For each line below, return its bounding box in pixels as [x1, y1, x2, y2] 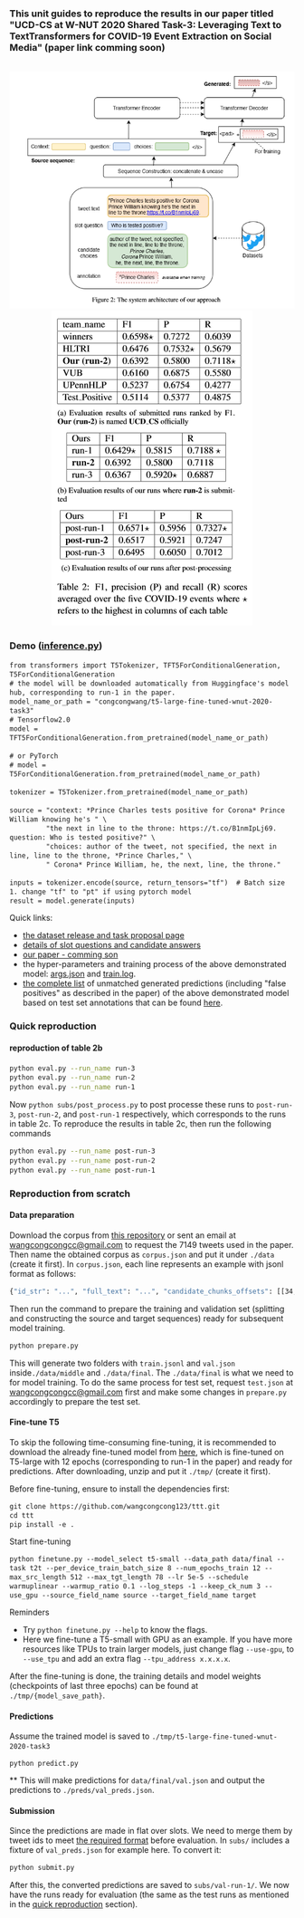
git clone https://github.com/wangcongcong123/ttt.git [9, 1501, 221, 1510]
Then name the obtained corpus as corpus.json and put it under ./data [9, 1249, 275, 1260]
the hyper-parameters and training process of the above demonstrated [22, 959, 287, 970]
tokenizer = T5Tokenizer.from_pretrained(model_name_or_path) [9, 788, 249, 797]
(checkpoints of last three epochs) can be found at [9, 1680, 199, 1691]
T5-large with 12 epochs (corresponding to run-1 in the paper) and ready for [9, 1456, 293, 1467]
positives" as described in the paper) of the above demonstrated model [22, 988, 290, 999]
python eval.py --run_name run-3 [9, 1063, 136, 1073]
